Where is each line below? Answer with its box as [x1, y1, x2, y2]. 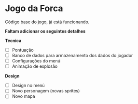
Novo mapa [12, 93, 35, 99]
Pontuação [12, 47, 34, 53]
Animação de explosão [12, 63, 58, 69]
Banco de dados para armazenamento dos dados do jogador [12, 53, 133, 58]
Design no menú [12, 83, 45, 89]
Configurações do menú [12, 58, 61, 64]
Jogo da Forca [5, 3, 64, 14]
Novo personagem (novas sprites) [12, 88, 80, 94]
